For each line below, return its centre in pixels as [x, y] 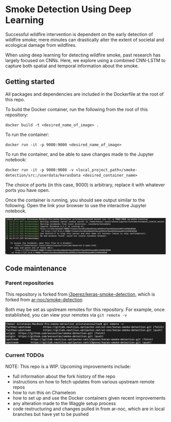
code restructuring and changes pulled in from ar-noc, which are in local [89, 409]
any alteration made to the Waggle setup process [64, 403]
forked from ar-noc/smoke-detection [44, 299]
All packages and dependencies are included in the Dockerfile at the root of [84, 94]
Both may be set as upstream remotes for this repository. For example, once [85, 310]
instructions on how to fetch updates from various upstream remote [83, 382]
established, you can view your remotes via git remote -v [66, 315]
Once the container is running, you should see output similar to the [75, 200]
